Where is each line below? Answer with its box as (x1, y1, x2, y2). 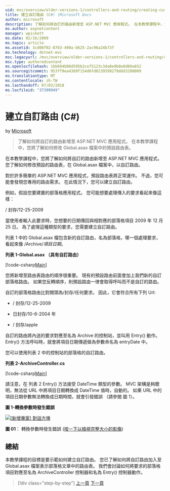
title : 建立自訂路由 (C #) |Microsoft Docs (5, 12, 92, 17)
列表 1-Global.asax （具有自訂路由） (5, 252, 81, 258)
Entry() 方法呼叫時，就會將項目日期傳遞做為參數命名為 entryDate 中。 (5, 339, 150, 345)
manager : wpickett (5, 31, 44, 36)
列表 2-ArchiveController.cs (5, 360, 65, 366)
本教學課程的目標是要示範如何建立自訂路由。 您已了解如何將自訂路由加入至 (5, 457, 162, 463)
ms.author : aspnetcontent (5, 26, 60, 31)
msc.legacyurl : (5, 54, 37, 60)
